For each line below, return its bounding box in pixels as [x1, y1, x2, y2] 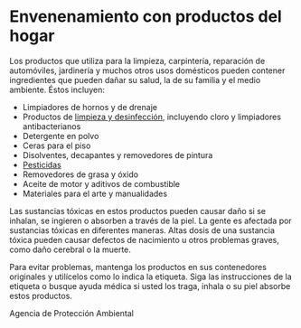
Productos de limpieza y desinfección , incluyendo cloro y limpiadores [22, 111, 282, 122]
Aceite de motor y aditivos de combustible [22, 178, 181, 189]
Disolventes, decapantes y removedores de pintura [22, 149, 213, 160]
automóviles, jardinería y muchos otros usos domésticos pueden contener [9, 65, 286, 76]
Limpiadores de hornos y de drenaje [22, 101, 158, 112]
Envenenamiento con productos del [9, 6, 282, 27]
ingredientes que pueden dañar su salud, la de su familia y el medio [9, 74, 261, 85]
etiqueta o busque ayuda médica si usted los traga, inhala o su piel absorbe [9, 280, 291, 291]
